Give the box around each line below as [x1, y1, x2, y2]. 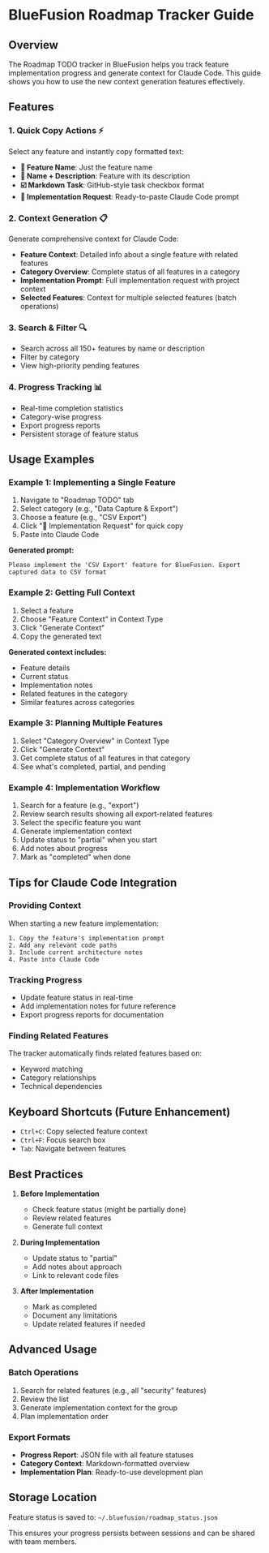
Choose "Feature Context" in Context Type [19, 614, 164, 624]
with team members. [8, 1536, 77, 1547]
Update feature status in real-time [19, 992, 134, 1003]
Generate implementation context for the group [19, 1402, 178, 1413]
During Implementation [19, 1237, 100, 1247]
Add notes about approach [32, 1262, 122, 1271]
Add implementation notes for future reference [19, 1001, 177, 1011]
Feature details [19, 663, 70, 673]
